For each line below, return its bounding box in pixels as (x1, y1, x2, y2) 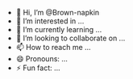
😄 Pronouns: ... (15, 54, 69, 64)
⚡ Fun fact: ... (15, 63, 60, 73)
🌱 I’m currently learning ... (15, 25, 102, 34)
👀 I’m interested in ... (15, 16, 85, 26)
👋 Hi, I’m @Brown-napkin (15, 8, 100, 17)
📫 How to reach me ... (15, 43, 91, 52)
